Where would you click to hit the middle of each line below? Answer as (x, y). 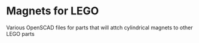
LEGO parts (20, 33)
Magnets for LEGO (53, 11)
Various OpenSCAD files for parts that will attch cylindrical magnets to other (99, 27)
